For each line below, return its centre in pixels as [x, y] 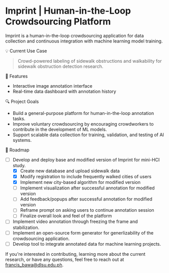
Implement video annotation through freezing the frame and [75, 222]
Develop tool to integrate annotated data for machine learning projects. [87, 244]
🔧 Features [16, 76]
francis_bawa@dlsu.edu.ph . [35, 265]
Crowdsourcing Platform [58, 22]
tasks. [19, 119]
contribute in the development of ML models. [60, 129]
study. [19, 165]
